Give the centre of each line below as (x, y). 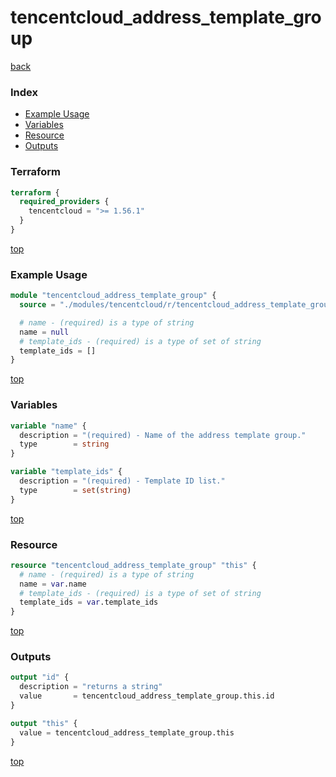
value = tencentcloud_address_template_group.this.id (147, 696)
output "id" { (40, 677)
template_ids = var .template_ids (89, 602)
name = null (44, 332)
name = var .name (53, 584)
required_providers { (64, 202)
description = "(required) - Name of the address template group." (163, 435)
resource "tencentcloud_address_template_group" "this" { (133, 565)
